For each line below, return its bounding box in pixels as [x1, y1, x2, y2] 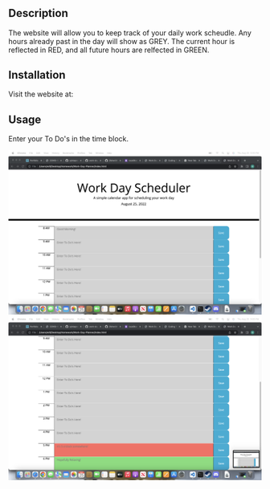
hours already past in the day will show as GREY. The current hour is [8, 36, 235, 46]
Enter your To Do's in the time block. [8, 134, 129, 144]
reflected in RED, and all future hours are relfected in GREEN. [8, 45, 210, 55]
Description [8, 6, 68, 20]
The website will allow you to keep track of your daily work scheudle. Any [8, 27, 252, 38]
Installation [8, 68, 66, 82]
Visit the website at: [8, 89, 74, 99]
